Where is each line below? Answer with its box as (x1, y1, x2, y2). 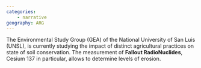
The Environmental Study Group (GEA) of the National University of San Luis (6, 36, 196, 44)
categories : (6, 8, 36, 15)
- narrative (17, 14, 47, 20)
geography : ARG (6, 20, 45, 26)
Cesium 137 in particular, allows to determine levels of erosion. (6, 55, 161, 63)
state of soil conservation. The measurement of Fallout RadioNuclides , (6, 49, 183, 56)
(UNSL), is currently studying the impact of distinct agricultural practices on (6, 42, 194, 50)
